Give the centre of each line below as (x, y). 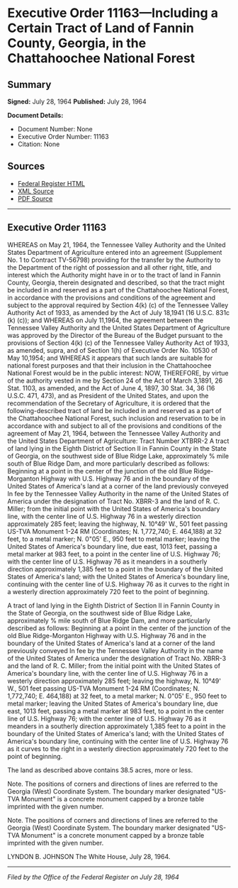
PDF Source (35, 198)
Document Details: (35, 115)
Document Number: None (55, 129)
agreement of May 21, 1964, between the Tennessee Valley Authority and (114, 433)
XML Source (36, 191)
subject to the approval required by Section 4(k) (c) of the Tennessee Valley (118, 305)
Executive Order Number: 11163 (63, 137)
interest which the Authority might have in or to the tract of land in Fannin (114, 275)
